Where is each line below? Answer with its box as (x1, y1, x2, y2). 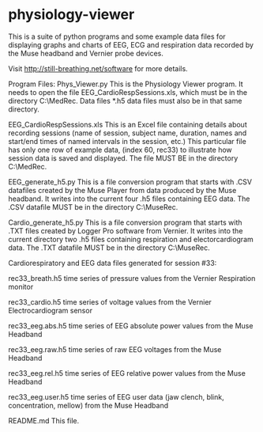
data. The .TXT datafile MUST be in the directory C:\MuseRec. (8, 243, 211, 252)
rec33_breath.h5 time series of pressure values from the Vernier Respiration (8, 273, 256, 282)
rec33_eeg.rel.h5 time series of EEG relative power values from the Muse (8, 368, 246, 377)
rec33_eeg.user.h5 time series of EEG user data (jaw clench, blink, (8, 392, 224, 401)
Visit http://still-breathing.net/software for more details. (8, 63, 188, 73)
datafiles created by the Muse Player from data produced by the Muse (8, 185, 237, 195)
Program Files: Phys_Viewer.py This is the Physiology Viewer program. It (8, 79, 243, 89)
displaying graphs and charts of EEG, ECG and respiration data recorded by (8, 40, 254, 49)
